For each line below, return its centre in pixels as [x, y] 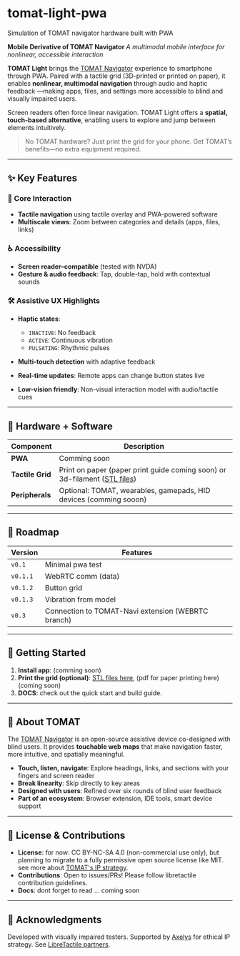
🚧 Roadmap [33, 533]
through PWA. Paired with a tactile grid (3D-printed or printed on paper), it [116, 76]
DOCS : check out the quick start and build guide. [90, 693]
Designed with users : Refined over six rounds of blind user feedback [120, 791]
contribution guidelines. [52, 883]
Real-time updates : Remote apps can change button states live [111, 376]
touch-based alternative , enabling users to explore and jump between [111, 120]
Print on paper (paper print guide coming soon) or [142, 470]
